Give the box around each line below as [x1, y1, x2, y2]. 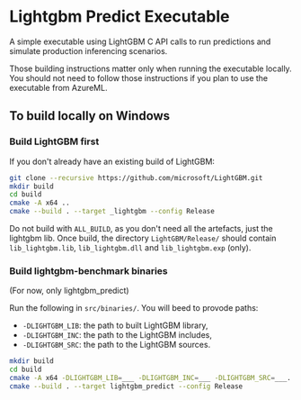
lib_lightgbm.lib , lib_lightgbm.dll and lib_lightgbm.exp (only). [9, 242, 252, 253]
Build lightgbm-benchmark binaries [9, 264, 168, 277]
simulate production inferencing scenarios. [9, 45, 168, 56]
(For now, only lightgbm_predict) [9, 286, 129, 296]
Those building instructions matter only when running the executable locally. [9, 63, 292, 74]
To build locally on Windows [9, 108, 171, 123]
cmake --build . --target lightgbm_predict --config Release [9, 381, 243, 391]
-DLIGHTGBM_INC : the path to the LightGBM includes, [22, 330, 213, 341]
